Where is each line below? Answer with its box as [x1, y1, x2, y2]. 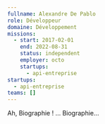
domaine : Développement [7, 23, 78, 30]
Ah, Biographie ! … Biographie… [7, 109, 100, 118]
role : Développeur [7, 17, 61, 24]
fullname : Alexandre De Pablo [7, 10, 97, 18]
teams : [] [7, 89, 37, 96]
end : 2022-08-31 [20, 43, 68, 50]
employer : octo [20, 57, 65, 64]
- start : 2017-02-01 [13, 37, 74, 44]
